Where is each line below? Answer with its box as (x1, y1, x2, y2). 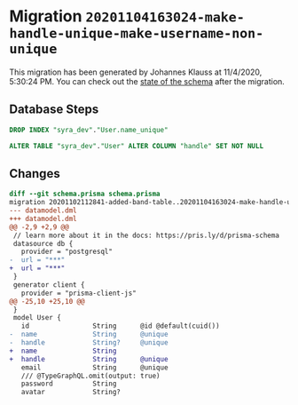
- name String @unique (9, 330, 169, 339)
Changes (9, 166, 60, 181)
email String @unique (20, 362, 169, 372)
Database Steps (9, 102, 99, 117)
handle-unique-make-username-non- (9, 25, 264, 42)
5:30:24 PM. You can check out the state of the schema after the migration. (9, 75, 286, 86)
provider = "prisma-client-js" (20, 289, 137, 298)
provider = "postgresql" (20, 247, 114, 257)
